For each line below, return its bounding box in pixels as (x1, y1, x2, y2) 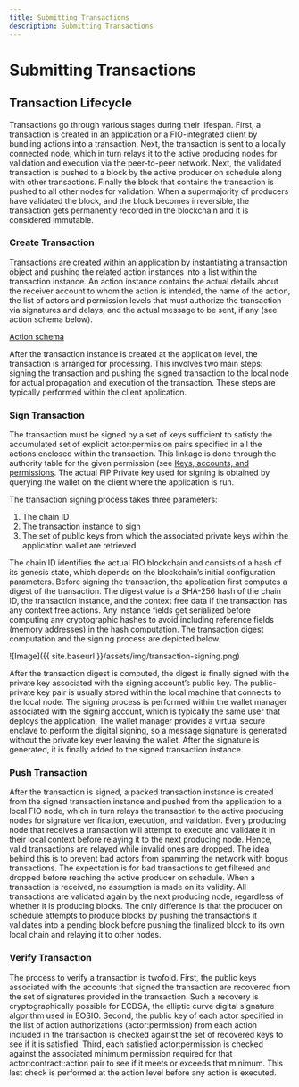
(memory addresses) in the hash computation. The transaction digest (9, 624, 264, 635)
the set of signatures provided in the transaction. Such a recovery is (9, 990, 259, 1002)
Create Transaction (9, 236, 96, 249)
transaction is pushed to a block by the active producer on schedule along (9, 166, 283, 177)
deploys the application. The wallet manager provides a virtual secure (9, 716, 266, 726)
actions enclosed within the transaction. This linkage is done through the (9, 448, 277, 459)
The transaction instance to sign (21, 521, 141, 532)
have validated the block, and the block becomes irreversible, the (9, 195, 250, 206)
